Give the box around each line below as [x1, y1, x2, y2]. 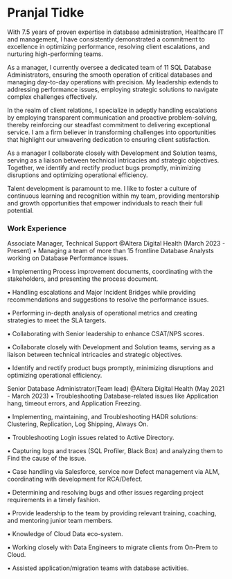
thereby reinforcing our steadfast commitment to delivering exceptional [7, 120, 211, 129]
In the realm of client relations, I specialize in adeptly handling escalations [7, 106, 217, 114]
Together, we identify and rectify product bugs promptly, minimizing [7, 163, 202, 172]
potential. [7, 206, 35, 214]
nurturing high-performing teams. [7, 50, 104, 58]
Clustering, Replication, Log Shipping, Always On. [7, 420, 149, 428]
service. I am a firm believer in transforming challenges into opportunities [7, 128, 217, 136]
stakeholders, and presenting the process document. [7, 275, 159, 283]
